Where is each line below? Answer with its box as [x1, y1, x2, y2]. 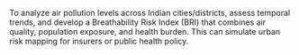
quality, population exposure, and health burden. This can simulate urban [9, 27, 281, 36]
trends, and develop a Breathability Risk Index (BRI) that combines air [9, 17, 267, 27]
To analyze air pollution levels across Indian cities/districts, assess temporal [9, 8, 291, 18]
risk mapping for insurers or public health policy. [9, 35, 189, 46]
